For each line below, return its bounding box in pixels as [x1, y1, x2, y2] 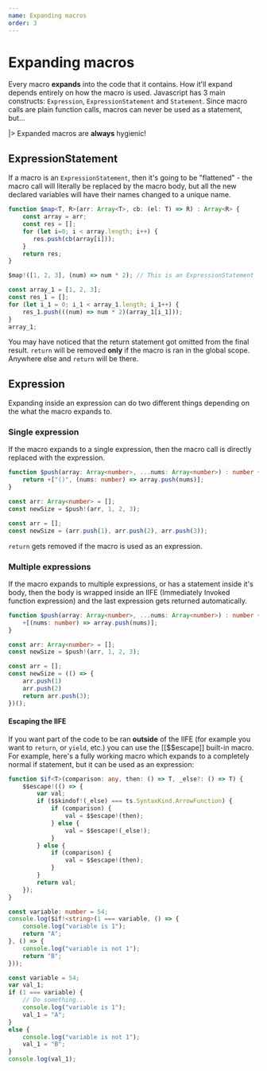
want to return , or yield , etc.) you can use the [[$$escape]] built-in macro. [8, 742, 254, 752]
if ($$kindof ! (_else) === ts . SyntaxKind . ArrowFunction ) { [37, 797, 233, 805]
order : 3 [8, 19, 37, 27]
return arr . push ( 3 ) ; [22, 691, 91, 700]
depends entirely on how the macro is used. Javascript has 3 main [8, 88, 226, 98]
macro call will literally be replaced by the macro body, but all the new [8, 181, 237, 191]
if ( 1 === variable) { [8, 988, 83, 997]
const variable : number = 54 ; [8, 908, 109, 916]
